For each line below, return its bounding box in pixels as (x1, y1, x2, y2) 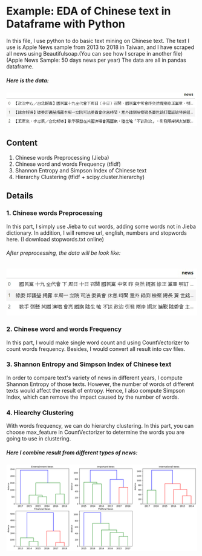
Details (6, 191, 33, 201)
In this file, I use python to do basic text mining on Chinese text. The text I (6, 37, 189, 44)
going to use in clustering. (6, 435, 71, 442)
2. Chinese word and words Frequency (6, 325, 122, 333)
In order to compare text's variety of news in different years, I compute (6, 374, 183, 381)
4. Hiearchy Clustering (6, 408, 74, 417)
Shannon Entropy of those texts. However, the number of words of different (6, 380, 194, 388)
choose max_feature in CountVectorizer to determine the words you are (6, 428, 184, 436)
